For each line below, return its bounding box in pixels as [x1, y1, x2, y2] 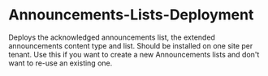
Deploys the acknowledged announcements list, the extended [8, 32, 215, 42]
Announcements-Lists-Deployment [8, 6, 254, 24]
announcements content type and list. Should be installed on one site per [8, 40, 253, 50]
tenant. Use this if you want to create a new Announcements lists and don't [8, 49, 260, 59]
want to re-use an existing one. [8, 58, 113, 68]
